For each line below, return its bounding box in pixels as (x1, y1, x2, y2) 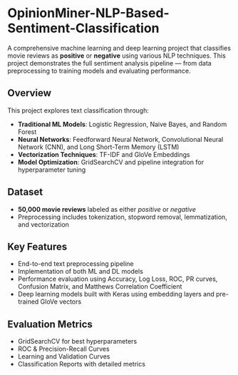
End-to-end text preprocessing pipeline (17, 260, 134, 268)
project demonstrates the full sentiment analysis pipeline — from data (7, 58, 212, 67)
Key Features (7, 240, 68, 252)
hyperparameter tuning (17, 165, 86, 174)
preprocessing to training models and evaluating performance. (7, 66, 191, 75)
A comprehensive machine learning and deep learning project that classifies (7, 43, 232, 52)
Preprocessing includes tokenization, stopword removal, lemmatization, (17, 212, 228, 221)
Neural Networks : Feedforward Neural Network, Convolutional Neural (17, 135, 224, 143)
